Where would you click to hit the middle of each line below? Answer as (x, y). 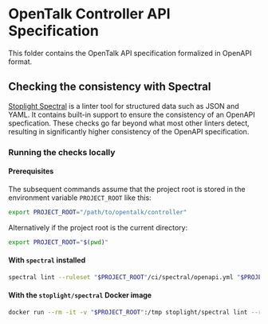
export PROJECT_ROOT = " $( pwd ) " (59, 242)
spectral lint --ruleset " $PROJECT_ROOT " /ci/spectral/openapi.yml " (124, 277)
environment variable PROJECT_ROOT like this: (80, 198)
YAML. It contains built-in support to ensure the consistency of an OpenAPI (132, 114)
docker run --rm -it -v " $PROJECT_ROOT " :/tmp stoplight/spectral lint (128, 312)
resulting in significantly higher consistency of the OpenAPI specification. (129, 131)
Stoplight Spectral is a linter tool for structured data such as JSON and (124, 106)
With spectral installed (47, 260)
